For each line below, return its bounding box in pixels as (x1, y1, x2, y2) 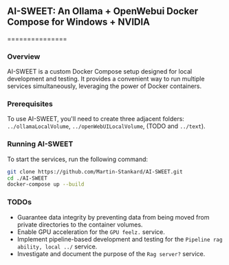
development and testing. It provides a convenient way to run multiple (7, 75, 205, 83)
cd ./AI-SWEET (7, 175, 48, 182)
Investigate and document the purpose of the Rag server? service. (17, 249, 206, 257)
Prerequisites (7, 99, 53, 109)
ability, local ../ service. (17, 242, 98, 251)
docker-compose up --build (7, 181, 85, 188)
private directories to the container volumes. (17, 220, 143, 229)
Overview (7, 52, 41, 61)
